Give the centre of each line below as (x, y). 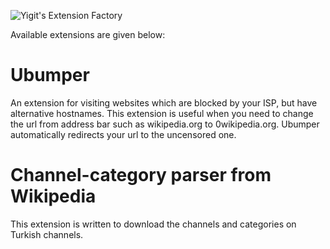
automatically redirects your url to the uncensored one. (123, 134)
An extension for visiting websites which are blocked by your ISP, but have (164, 102)
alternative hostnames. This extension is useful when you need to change (162, 113)
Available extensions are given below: (88, 34)
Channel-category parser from (141, 175)
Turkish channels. (47, 234)
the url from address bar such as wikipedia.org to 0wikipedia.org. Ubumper (165, 124)
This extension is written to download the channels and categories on (153, 224)
